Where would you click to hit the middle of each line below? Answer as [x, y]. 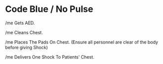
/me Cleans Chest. [24, 32]
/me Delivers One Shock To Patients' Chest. [50, 57]
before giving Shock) [27, 47]
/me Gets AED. [20, 23]
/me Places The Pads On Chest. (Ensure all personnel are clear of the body [82, 42]
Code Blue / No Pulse [49, 9]
